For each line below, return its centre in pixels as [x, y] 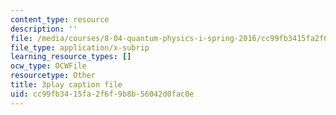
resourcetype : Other [53, 76]
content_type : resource [60, 19]
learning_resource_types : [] [71, 57]
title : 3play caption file [66, 85]
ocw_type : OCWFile [48, 66]
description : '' [44, 29]
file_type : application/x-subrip [80, 47]
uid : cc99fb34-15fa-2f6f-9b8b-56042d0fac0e [102, 94]
